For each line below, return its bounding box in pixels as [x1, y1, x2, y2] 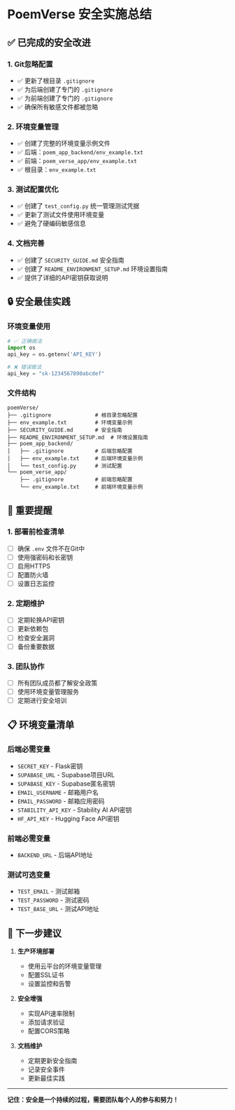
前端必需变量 [7, 833, 51, 843]
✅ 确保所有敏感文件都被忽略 [17, 102, 99, 111]
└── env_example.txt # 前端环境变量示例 [20, 484, 143, 491]
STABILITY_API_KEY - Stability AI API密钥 [17, 805, 132, 814]
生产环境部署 [17, 947, 55, 956]
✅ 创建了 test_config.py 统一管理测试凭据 [17, 202, 140, 210]
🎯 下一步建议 [7, 927, 62, 939]
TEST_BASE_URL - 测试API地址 [17, 905, 99, 913]
